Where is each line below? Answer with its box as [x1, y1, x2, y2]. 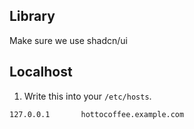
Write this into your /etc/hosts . [23, 90, 152, 102]
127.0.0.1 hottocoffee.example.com [9, 109, 185, 119]
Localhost [9, 64, 73, 81]
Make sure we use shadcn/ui [9, 34, 128, 46]
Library [9, 8, 56, 25]
